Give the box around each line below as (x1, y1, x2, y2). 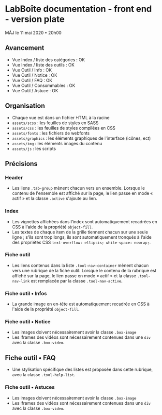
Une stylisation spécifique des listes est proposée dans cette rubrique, (12, 366, 153, 372)
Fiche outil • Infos (5, 290, 47, 297)
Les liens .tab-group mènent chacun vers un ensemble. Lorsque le (12, 185, 145, 191)
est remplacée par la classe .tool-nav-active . (30, 278, 123, 283)
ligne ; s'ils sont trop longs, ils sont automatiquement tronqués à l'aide (12, 234, 152, 240)
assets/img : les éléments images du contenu (12, 140, 103, 146)
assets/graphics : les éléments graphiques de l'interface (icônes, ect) (12, 135, 151, 141)
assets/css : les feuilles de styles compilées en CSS (12, 125, 116, 131)
